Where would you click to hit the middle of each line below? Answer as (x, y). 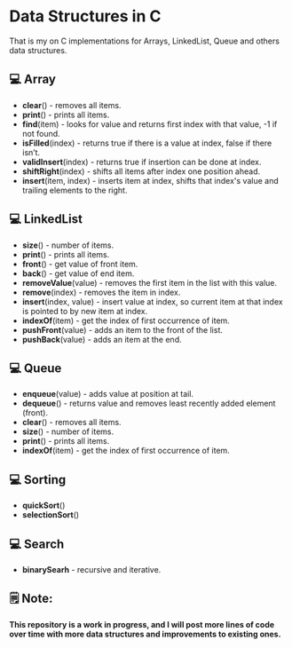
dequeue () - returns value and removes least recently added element (149, 403)
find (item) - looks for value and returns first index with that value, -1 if (150, 124)
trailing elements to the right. (75, 190)
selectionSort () (51, 515)
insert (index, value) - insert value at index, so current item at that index (152, 301)
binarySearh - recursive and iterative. (91, 569)
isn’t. (31, 152)
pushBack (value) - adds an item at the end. (102, 339)
